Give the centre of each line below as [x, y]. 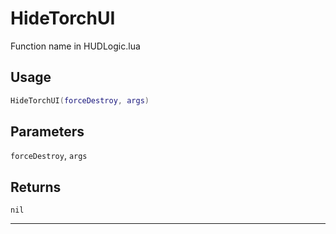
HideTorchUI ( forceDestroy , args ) [80, 100]
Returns [36, 187]
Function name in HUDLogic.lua [75, 46]
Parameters [47, 132]
